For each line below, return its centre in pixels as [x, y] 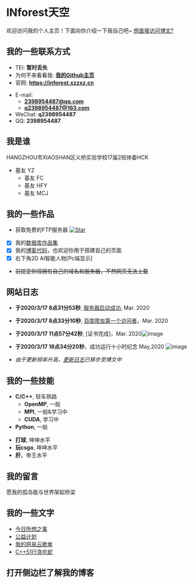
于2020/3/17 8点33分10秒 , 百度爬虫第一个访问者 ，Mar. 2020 [91, 321]
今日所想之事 [31, 529]
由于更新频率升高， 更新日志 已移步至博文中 [68, 359]
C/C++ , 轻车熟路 [36, 397]
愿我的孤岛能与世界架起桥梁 [41, 492]
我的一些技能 [30, 380]
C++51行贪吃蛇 [34, 551]
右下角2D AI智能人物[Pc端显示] [54, 258]
